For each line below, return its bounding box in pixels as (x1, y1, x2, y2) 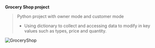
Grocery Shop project (5, 4, 50, 10)
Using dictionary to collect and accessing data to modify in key (24, 23, 151, 29)
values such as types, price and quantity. (24, 28, 107, 33)
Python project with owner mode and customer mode (17, 14, 124, 19)
